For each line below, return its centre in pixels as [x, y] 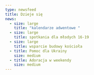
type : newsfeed [21, 10]
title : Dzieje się [24, 14]
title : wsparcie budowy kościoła [48, 46]
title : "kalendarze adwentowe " [47, 28]
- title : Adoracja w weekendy [40, 60]
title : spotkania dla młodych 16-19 [52, 37]
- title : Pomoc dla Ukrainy [38, 51]
